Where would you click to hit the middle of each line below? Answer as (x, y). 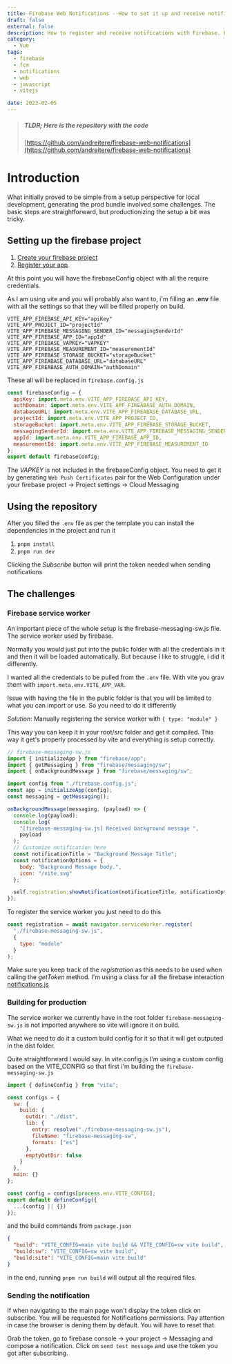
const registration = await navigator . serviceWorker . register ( (100, 925)
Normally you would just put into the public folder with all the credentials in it (116, 649)
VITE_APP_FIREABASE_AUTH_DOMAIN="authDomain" (74, 367)
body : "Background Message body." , (71, 867)
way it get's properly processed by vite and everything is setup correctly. (111, 739)
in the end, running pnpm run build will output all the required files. (102, 1277)
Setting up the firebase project (74, 241)
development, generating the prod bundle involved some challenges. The (111, 204)
